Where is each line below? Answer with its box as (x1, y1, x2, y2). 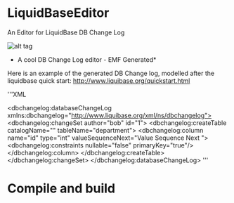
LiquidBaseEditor (7, 5, 110, 21)
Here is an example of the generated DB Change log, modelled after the (7, 69, 215, 77)
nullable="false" (85, 140, 132, 149)
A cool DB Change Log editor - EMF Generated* (17, 55, 157, 64)
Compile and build (7, 181, 116, 197)
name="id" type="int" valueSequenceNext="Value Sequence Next (7, 133, 200, 142)
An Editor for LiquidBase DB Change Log (7, 28, 125, 37)
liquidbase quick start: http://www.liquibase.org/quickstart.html (7, 76, 190, 85)
